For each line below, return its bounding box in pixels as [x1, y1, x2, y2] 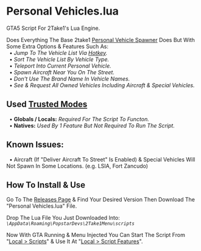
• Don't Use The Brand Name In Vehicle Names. [9, 75, 130, 82]
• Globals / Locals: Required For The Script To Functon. [9, 115, 149, 122]
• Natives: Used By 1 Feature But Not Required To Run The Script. [9, 122, 175, 129]
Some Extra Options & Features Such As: [6, 43, 108, 50]
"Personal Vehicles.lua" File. [6, 202, 77, 210]
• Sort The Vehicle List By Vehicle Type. [9, 55, 110, 63]
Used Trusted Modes [6, 99, 88, 110]
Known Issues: [6, 140, 64, 150]
